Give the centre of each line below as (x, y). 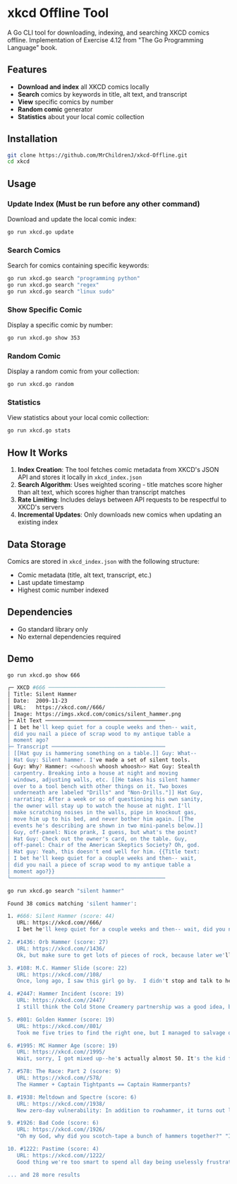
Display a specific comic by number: (60, 325)
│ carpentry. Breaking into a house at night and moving (93, 773)
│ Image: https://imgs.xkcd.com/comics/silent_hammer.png (94, 714)
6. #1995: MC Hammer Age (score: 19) (63, 1046)
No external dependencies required (69, 636)
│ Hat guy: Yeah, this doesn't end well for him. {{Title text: (104, 852)
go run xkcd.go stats (39, 431)
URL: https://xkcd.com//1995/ (61, 1052)
